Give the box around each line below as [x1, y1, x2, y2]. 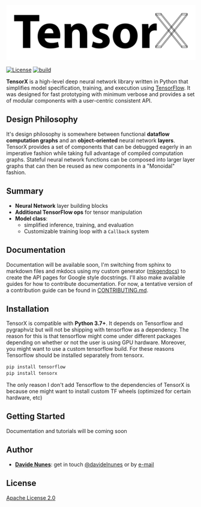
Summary [6, 186, 44, 196]
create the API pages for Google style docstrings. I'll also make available [6, 273, 185, 281]
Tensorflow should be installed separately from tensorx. [6, 351, 145, 359]
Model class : [14, 214, 48, 222]
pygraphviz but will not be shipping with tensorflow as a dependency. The [6, 326, 189, 333]
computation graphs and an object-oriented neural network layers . [6, 136, 175, 144]
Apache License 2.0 [6, 494, 56, 501]
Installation [6, 303, 49, 314]
